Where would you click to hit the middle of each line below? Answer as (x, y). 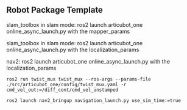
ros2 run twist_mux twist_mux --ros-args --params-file (79, 79)
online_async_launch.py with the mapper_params (68, 31)
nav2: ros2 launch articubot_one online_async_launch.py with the (88, 61)
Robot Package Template (55, 10)
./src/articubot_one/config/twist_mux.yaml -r (66, 84)
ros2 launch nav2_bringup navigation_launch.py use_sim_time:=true (94, 100)
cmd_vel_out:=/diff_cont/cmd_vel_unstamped (62, 90)
